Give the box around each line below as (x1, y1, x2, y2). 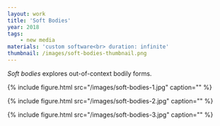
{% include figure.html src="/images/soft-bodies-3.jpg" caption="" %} (7, 110, 214, 119)
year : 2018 (7, 23, 40, 30)
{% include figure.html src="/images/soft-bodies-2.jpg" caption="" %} (7, 96, 214, 105)
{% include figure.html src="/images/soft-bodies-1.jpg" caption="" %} (7, 83, 212, 91)
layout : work (7, 10, 46, 18)
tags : (7, 30, 23, 38)
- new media (20, 37, 55, 44)
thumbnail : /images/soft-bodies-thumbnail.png (7, 50, 147, 57)
